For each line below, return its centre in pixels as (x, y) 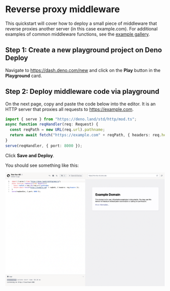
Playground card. (24, 76)
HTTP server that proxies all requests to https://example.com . (70, 109)
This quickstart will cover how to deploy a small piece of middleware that (81, 23)
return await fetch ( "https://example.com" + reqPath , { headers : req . (86, 135)
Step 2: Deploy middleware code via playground (82, 92)
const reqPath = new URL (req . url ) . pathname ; (57, 130)
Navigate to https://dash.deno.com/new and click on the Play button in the (83, 70)
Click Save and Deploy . (30, 155)
